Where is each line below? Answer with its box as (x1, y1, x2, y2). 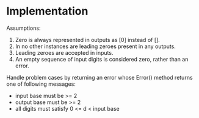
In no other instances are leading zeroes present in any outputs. (15, 43, 176, 50)
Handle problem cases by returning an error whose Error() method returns (6, 74, 194, 81)
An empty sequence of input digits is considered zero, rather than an (15, 55, 189, 63)
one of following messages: (6, 80, 76, 88)
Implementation (6, 4, 89, 18)
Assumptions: (6, 24, 41, 32)
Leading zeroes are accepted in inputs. (15, 49, 114, 56)
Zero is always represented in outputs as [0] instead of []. (15, 36, 160, 43)
